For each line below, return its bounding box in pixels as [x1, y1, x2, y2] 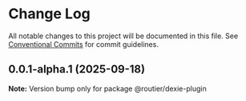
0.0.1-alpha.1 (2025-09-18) [8, 63, 146, 76]
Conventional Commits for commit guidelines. [8, 39, 159, 49]
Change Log [8, 5, 91, 23]
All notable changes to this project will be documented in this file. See [8, 31, 239, 41]
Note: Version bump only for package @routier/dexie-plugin [8, 84, 207, 93]
